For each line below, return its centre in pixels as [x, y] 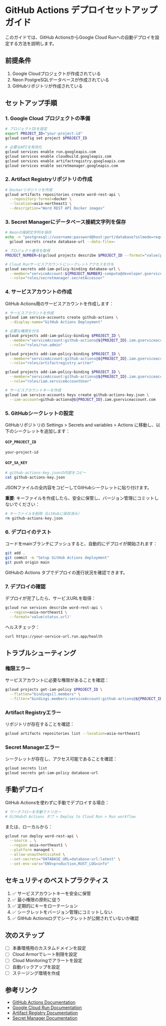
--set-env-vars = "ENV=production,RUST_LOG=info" [60, 864]
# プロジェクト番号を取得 [28, 251]
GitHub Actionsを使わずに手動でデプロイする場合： [57, 802]
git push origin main [27, 562]
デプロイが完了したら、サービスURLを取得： [51, 598]
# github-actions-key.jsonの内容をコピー [46, 473]
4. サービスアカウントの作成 [39, 292]
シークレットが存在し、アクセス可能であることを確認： [61, 759]
